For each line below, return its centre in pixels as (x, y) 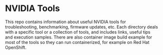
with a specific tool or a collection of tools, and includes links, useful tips (78, 32)
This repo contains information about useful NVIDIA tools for (66, 22)
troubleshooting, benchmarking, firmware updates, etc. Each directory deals (81, 27)
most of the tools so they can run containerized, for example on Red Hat (77, 42)
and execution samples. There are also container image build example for (79, 37)
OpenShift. (16, 47)
